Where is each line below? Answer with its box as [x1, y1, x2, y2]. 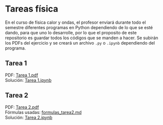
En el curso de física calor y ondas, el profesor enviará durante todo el [5, 19, 146, 25]
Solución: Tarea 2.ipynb [5, 114, 53, 120]
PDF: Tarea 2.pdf [5, 104, 39, 110]
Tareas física [5, 3, 58, 15]
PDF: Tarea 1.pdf [5, 72, 38, 78]
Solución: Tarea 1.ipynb [5, 77, 52, 83]
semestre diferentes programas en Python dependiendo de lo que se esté [5, 24, 153, 30]
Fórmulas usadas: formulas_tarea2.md [5, 109, 82, 115]
